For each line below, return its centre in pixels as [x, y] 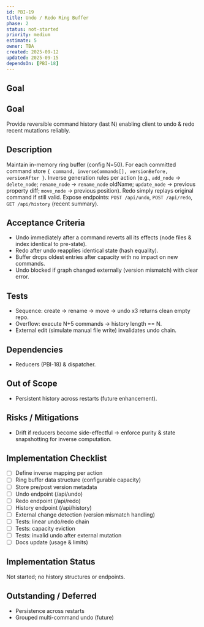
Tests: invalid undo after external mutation [68, 535]
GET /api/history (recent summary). [53, 204]
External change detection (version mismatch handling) [85, 514]
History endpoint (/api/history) [53, 507]
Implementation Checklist [57, 458]
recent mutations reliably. [38, 130]
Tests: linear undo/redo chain [52, 521]
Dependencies [35, 349]
